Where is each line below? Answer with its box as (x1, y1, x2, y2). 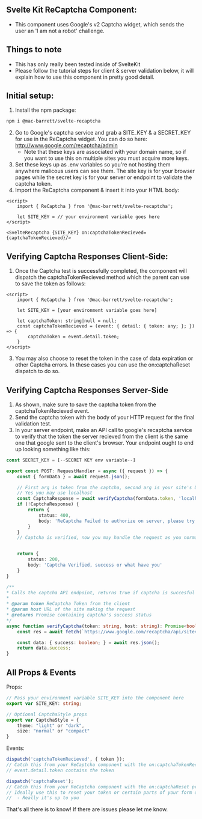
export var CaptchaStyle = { (6, 717, 79, 723)
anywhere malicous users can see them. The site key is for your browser (14, 168, 195, 175)
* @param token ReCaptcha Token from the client (6, 601, 130, 607)
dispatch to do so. (14, 368, 60, 375)
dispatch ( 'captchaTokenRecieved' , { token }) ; (6, 757, 125, 763)
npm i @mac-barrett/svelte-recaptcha (6, 118, 101, 124)
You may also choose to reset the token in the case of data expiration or (14, 355, 194, 362)
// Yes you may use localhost (17, 490, 93, 496)
